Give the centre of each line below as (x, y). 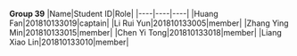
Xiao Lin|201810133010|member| (69, 42)
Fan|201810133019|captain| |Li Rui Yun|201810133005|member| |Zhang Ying (149, 23)
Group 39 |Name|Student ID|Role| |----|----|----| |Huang (114, 14)
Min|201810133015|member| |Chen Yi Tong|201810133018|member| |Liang (146, 32)
